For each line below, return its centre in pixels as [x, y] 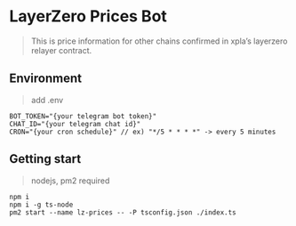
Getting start [45, 159]
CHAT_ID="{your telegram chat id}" [75, 124]
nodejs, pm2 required [70, 181]
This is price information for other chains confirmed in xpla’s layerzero [159, 41]
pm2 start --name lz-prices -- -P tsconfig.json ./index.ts [123, 212]
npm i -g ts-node [41, 205]
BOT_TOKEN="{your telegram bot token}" [83, 116]
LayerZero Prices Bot [88, 16]
